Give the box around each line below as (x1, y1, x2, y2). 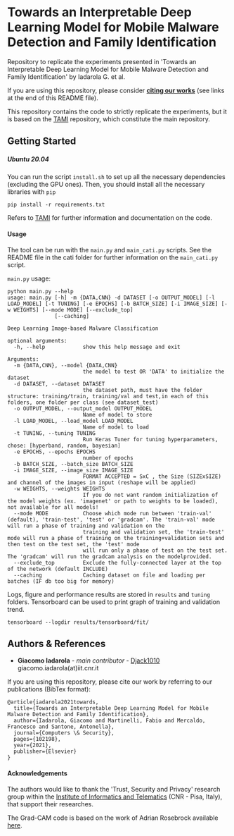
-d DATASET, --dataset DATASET (13, 380, 105, 388)
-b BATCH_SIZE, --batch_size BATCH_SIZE (13, 460, 134, 467)
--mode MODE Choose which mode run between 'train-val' (13, 510, 212, 517)
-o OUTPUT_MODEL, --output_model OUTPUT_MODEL (13, 405, 152, 412)
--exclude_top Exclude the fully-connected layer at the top (13, 559, 221, 566)
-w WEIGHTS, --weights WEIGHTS (13, 485, 105, 492)
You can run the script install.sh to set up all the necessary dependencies (7, 173, 226, 181)
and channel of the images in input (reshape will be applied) (7, 479, 197, 486)
